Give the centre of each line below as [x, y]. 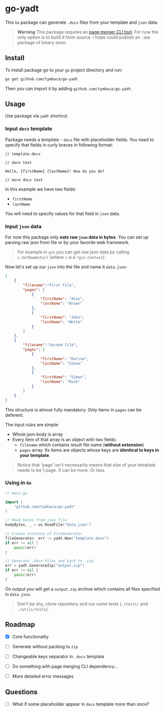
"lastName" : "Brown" [61, 304]
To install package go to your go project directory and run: [64, 70]
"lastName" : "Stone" [61, 363]
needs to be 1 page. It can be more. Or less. [61, 470]
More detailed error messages [43, 676]
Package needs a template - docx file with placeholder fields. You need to [80, 140]
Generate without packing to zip [45, 646]
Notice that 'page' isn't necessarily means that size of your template [86, 465]
